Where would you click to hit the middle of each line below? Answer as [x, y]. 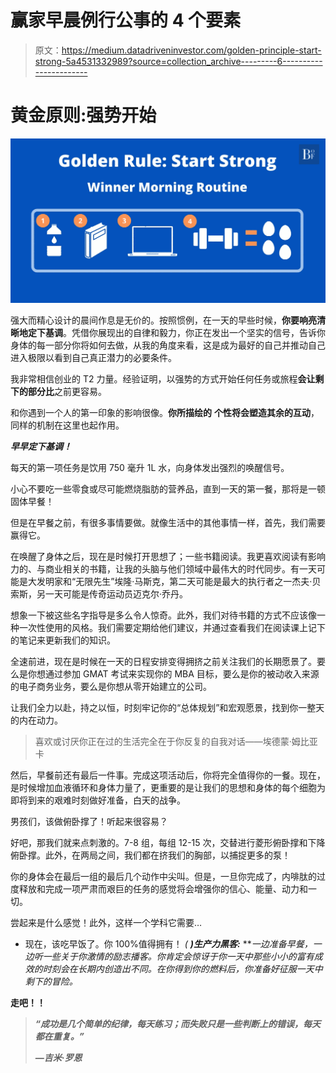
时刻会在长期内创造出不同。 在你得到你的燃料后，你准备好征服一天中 [182, 969]
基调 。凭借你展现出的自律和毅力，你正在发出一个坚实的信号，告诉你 [185, 333]
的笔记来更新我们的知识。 [63, 640]
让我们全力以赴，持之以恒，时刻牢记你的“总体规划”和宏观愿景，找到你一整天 [167, 708]
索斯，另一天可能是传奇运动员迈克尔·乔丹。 [99, 594]
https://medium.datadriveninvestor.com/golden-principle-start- [191, 50]
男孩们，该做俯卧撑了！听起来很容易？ [89, 822]
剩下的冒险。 [51, 982]
